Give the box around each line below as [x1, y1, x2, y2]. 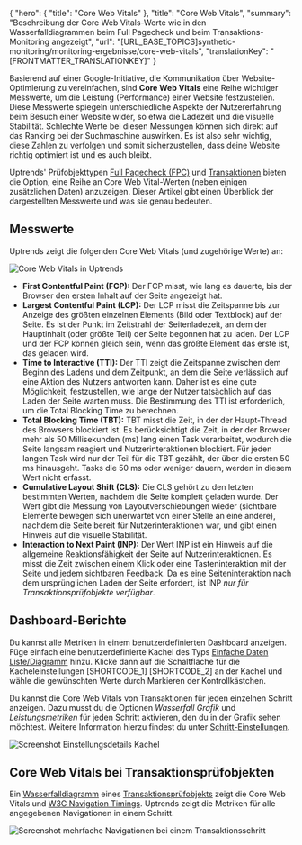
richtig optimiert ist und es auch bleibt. [9, 150, 153, 160]
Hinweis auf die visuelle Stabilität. [22, 529, 147, 540]
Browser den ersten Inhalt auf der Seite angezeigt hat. [22, 290, 223, 301]
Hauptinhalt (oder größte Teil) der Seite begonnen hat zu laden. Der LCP [22, 328, 290, 339]
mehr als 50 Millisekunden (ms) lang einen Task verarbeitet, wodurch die [22, 433, 292, 444]
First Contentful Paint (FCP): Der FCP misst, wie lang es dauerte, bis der [22, 280, 292, 291]
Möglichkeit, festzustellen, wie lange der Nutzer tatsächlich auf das [22, 386, 272, 396]
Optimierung [9, 83, 56, 93]
